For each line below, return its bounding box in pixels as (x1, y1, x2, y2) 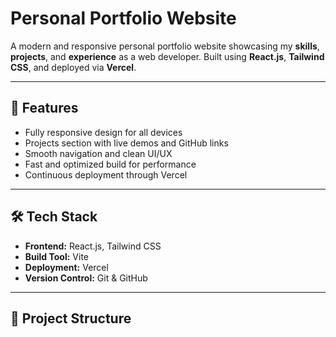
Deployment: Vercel (24, 261, 109, 273)
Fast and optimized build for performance (24, 158, 197, 170)
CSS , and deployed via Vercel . (10, 61, 137, 73)
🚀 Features (10, 100, 79, 117)
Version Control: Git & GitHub (24, 272, 148, 284)
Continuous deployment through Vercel (24, 168, 188, 181)
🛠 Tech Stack (10, 208, 98, 226)
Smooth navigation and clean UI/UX (24, 147, 173, 159)
